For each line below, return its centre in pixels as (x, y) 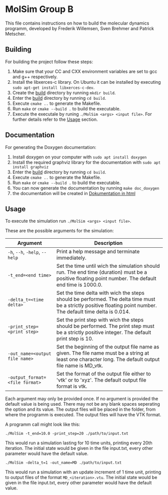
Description (108, 243)
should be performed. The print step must (105, 326)
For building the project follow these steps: (49, 62)
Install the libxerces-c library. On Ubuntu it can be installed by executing (86, 82)
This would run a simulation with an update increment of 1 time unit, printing (83, 472)
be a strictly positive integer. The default (104, 333)
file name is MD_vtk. (80, 366)
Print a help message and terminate (98, 252)
